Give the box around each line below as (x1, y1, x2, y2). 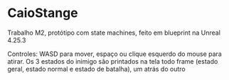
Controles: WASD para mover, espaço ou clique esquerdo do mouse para (7, 50, 222, 58)
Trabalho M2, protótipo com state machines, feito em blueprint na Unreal (7, 28, 220, 37)
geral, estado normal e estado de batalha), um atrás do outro (7, 64, 186, 73)
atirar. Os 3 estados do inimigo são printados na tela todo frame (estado (7, 57, 218, 65)
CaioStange (7, 5, 78, 21)
